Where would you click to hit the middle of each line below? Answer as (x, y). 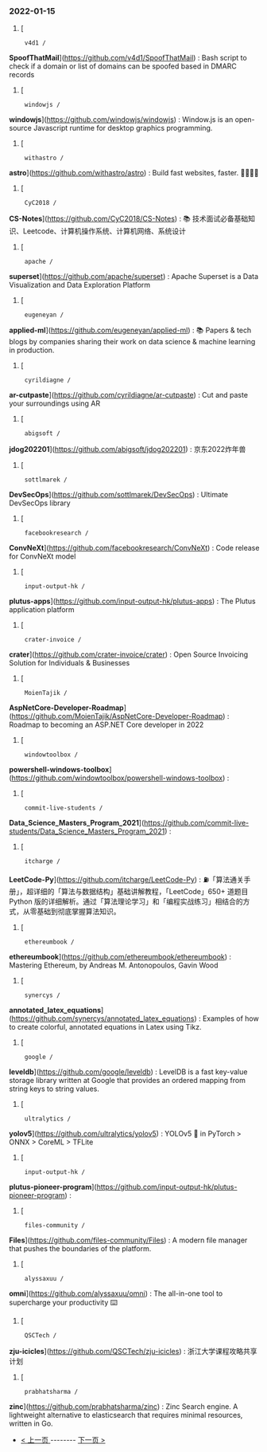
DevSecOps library (40, 503)
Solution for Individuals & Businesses (70, 663)
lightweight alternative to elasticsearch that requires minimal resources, (126, 1415)
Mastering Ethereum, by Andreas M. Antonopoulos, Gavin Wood (114, 965)
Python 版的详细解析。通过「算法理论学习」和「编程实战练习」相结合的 (126, 901)
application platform (42, 610)
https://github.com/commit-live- (196, 823)
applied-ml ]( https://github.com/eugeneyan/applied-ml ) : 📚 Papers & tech (130, 330)
